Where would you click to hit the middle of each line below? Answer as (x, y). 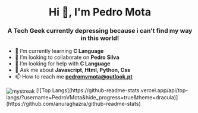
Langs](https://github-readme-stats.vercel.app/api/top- (120, 90)
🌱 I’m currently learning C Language (59, 51)
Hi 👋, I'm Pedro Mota (100, 12)
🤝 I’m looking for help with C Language (62, 64)
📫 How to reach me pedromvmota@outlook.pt (73, 77)
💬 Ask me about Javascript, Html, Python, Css (73, 70)
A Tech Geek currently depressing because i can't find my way (100, 31)
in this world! (100, 38)
